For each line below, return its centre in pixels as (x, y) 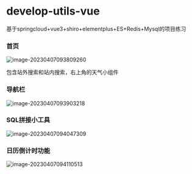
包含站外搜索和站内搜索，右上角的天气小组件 (62, 72)
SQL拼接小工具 (28, 120)
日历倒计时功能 (28, 150)
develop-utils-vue (53, 11)
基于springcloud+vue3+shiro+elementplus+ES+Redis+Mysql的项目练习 (96, 29)
